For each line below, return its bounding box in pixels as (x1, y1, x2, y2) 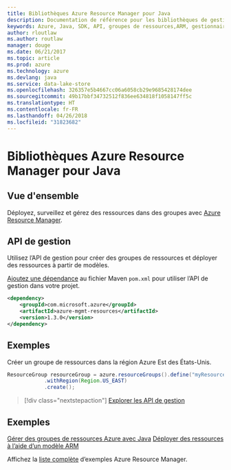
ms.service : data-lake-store (7, 80, 91, 87)
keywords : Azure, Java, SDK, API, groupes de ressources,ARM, (7, 23, 189, 30)
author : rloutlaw (7, 29, 57, 36)
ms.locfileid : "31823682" (7, 118, 81, 126)
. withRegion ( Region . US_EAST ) (43, 377, 128, 385)
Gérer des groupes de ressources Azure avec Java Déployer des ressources (7, 434, 224, 443)
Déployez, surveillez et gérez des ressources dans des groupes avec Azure (7, 208, 221, 216)
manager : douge (7, 42, 51, 49)
